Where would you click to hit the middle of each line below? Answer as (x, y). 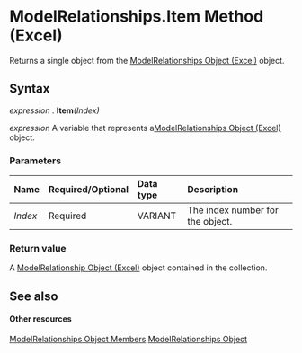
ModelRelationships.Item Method (137, 17)
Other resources (40, 319)
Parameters (35, 161)
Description (213, 190)
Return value (38, 248)
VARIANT (157, 216)
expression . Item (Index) (55, 110)
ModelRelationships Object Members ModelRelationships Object (129, 339)
